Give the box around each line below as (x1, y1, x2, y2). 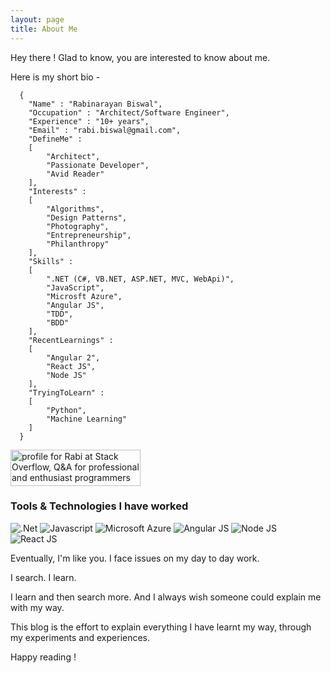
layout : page (10, 14, 65, 25)
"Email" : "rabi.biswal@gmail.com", (28, 125, 182, 135)
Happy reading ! (10, 651, 77, 663)
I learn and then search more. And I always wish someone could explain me (10, 591, 322, 603)
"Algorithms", (46, 204, 105, 214)
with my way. (10, 601, 65, 613)
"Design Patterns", (46, 212, 128, 223)
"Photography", (46, 221, 110, 231)
